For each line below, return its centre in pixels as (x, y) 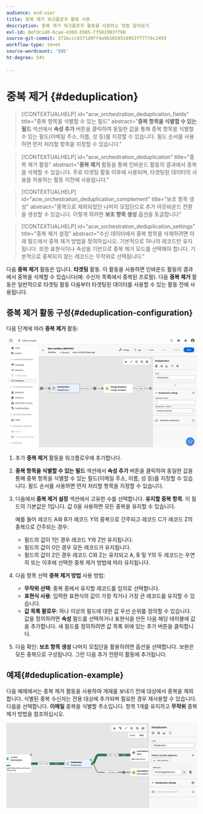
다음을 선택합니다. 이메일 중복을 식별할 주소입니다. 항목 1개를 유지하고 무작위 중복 (102, 706)
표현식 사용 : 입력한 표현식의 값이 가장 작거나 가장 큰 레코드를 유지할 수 (106, 596)
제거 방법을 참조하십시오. (35, 714)
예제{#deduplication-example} (65, 675)
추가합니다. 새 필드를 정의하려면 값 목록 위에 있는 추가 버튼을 (101, 626)
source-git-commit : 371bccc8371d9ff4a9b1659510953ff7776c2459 (86, 39)
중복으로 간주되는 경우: (42, 527)
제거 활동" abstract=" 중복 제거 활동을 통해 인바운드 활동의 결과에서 (107, 164)
